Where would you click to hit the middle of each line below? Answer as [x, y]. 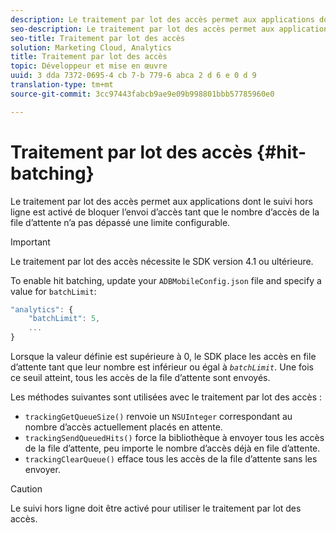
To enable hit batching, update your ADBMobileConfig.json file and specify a [166, 280]
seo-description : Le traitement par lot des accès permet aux [142, 29]
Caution [26, 489]
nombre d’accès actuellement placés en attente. [123, 427]
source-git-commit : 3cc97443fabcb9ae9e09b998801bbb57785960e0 [142, 94]
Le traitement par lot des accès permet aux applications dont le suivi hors [161, 201]
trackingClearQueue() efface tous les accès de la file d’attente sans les [171, 459]
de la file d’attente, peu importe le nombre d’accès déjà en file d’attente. [172, 448]
